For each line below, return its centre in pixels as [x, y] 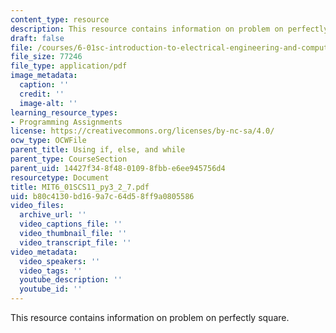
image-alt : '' [48, 103]
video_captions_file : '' [71, 224]
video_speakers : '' [60, 261]
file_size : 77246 [46, 57]
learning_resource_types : [64, 112]
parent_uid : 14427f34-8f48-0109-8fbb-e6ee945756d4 [118, 168]
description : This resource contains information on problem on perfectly [169, 29]
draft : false [37, 38]
